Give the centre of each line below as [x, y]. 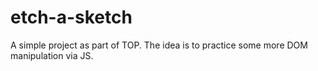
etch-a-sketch [71, 17]
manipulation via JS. [52, 55]
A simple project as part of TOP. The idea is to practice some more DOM [159, 45]
